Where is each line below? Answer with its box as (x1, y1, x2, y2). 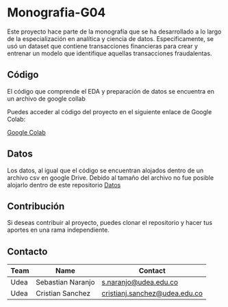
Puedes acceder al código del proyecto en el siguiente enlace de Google (7, 107, 212, 116)
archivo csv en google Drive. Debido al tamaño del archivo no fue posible (7, 173, 214, 182)
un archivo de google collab (7, 94, 86, 103)
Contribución (7, 200, 65, 212)
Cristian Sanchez (36, 289, 91, 298)
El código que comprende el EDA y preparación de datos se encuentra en (7, 87, 214, 95)
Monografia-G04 (7, 5, 106, 21)
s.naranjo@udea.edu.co (101, 278, 179, 287)
